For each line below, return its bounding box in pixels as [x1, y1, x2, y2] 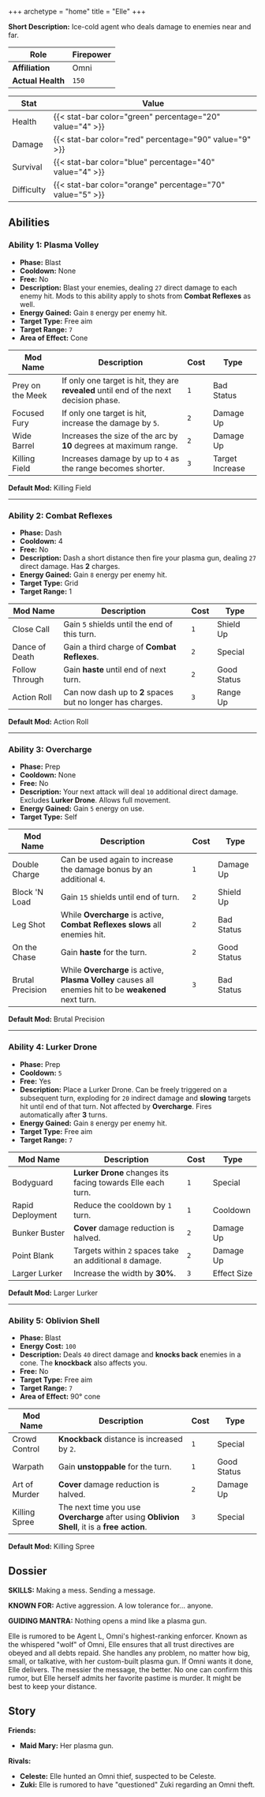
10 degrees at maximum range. [62, 440, 178, 451]
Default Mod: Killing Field [8, 483, 91, 492]
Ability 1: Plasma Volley [8, 240, 99, 251]
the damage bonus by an [60, 864, 153, 875]
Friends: [8, 1725, 36, 1735]
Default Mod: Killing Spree [8, 1541, 95, 1551]
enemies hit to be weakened [60, 984, 167, 995]
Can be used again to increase [60, 854, 174, 865]
